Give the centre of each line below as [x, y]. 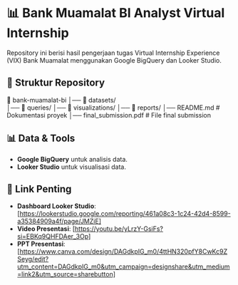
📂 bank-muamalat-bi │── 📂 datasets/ [61, 100]
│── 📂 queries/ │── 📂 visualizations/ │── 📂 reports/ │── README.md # [113, 108]
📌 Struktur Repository [56, 83]
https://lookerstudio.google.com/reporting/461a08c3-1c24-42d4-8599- [125, 214]
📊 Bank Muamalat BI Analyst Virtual [116, 13]
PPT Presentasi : [41, 244]
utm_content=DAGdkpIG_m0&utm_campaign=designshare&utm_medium [123, 266]
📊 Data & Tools [41, 139]
